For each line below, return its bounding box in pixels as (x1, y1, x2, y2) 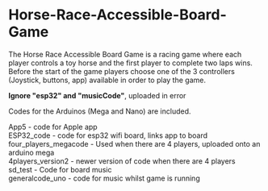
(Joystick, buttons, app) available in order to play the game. (8, 75, 206, 85)
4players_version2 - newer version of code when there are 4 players (8, 156, 236, 166)
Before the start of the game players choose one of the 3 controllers (8, 66, 236, 76)
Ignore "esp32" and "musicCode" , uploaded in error (8, 90, 186, 100)
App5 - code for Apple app (8, 122, 98, 131)
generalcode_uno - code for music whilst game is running (8, 173, 200, 183)
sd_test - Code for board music (8, 164, 112, 174)
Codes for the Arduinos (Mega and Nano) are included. (8, 106, 191, 116)
